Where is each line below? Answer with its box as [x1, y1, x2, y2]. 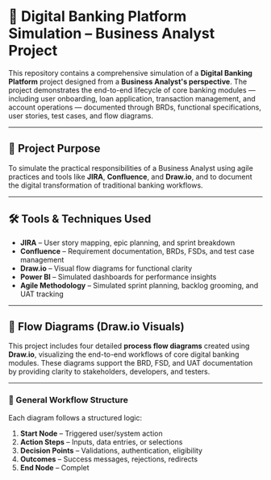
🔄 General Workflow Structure [8, 395, 129, 406]
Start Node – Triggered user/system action [19, 428, 163, 438]
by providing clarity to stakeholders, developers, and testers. [8, 366, 211, 377]
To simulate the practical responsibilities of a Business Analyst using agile [8, 163, 254, 172]
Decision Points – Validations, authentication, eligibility [19, 445, 203, 455]
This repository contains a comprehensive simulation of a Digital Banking [8, 68, 252, 77]
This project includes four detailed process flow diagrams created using [8, 341, 250, 351]
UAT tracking [19, 289, 65, 299]
